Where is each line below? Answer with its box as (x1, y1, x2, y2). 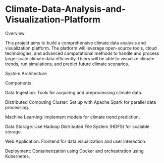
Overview (5, 30, 25, 36)
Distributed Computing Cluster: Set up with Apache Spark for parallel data (5, 99, 156, 105)
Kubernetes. (5, 153, 30, 159)
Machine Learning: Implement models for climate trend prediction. (5, 114, 140, 120)
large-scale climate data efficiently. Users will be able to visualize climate (5, 55, 155, 61)
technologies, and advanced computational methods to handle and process (5, 50, 160, 56)
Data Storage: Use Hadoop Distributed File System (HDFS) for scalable (5, 123, 150, 129)
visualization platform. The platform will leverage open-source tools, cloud (5, 45, 157, 51)
